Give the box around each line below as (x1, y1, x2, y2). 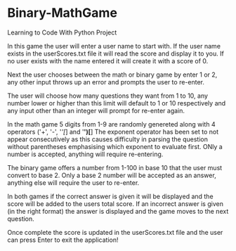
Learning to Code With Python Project (7, 28, 117, 37)
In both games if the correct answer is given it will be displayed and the (7, 192, 214, 200)
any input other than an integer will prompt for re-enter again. (7, 106, 185, 115)
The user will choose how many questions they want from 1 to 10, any (7, 91, 209, 100)
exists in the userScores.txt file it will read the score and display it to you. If (7, 49, 225, 58)
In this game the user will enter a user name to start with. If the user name (7, 41, 221, 50)
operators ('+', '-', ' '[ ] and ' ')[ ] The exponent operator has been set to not (7, 127, 219, 136)
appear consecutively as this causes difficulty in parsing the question (7, 135, 209, 143)
